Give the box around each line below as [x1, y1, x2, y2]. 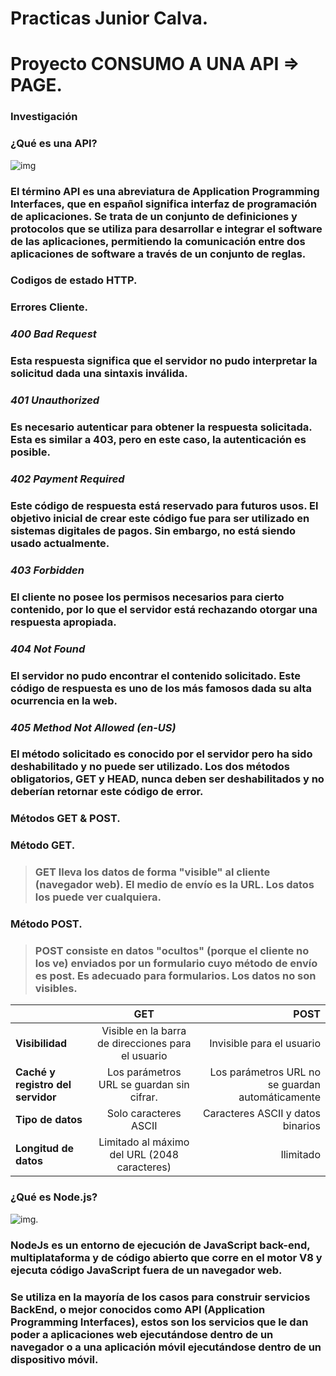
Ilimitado [280, 1148, 321, 1162]
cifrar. [129, 1090, 158, 1104]
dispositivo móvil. [10, 1352, 99, 1366]
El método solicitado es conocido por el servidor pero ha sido [10, 747, 313, 761]
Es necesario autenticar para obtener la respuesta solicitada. [10, 420, 313, 434]
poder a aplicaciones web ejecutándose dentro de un [10, 1327, 274, 1341]
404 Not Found [10, 642, 86, 656]
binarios [282, 1119, 321, 1133]
